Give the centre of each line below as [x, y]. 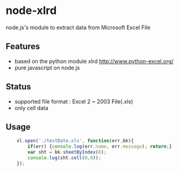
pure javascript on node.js [47, 67]
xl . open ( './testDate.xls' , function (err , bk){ [75, 141]
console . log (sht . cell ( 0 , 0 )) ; [64, 158]
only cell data [31, 108]
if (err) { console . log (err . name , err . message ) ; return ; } [100, 146]
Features [23, 46]
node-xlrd [31, 11]
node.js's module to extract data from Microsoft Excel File [78, 27]
